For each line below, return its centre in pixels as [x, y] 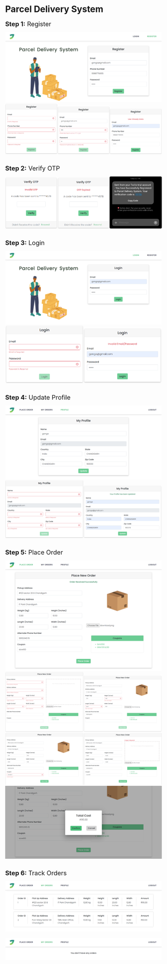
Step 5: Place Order [34, 552]
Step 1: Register [28, 24]
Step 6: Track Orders [36, 873]
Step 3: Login [25, 243]
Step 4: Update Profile [38, 398]
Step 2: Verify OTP [33, 168]
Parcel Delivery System [54, 9]
